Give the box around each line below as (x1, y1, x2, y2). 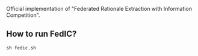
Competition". (6, 11, 40, 19)
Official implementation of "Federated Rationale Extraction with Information (6, 5, 193, 12)
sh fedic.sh (6, 45, 36, 51)
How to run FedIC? (6, 29, 77, 39)
